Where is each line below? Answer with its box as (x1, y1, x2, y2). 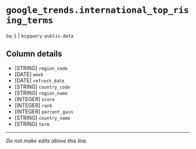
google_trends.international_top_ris (6, 5, 190, 16)
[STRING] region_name (14, 89, 68, 96)
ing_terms (6, 15, 54, 26)
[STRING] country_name (14, 114, 71, 121)
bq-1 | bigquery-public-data (6, 32, 74, 39)
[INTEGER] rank (14, 102, 52, 109)
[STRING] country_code (14, 83, 71, 90)
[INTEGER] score (14, 95, 55, 102)
